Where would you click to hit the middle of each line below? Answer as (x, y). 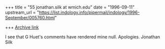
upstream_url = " (22, 12)
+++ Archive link (22, 27)
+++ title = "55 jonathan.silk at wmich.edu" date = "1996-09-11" (70, 7)
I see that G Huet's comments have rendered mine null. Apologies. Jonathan (83, 37)
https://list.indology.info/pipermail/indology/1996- (89, 12)
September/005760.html (30, 18)
